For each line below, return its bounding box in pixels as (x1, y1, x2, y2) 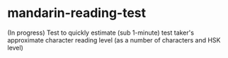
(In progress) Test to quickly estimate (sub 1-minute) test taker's (7, 28, 195, 37)
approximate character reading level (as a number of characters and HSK (7, 35, 221, 44)
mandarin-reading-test (7, 5, 147, 21)
